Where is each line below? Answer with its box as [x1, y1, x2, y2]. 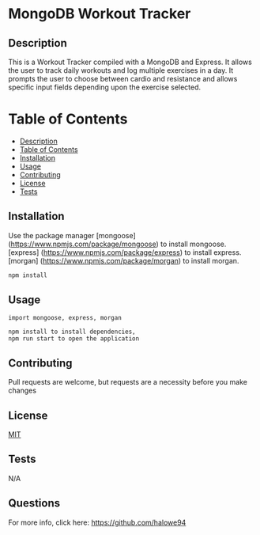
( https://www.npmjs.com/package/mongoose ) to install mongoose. [8, 239, 227, 249]
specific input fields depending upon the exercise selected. [8, 82, 202, 92]
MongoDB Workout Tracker [8, 5, 191, 23]
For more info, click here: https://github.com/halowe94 [8, 518, 187, 527]
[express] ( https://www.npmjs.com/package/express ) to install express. [8, 247, 242, 257]
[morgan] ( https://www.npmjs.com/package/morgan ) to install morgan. [8, 256, 239, 265]
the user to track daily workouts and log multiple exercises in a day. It [8, 66, 234, 75]
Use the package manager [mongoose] [8, 230, 136, 240]
